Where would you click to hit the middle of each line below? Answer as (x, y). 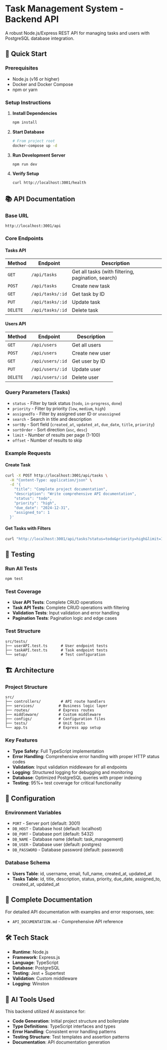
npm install (25, 122)
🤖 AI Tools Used (30, 1000)
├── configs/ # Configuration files (55, 719)
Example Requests (28, 453)
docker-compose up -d (35, 145)
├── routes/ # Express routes (50, 710)
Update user (86, 370)
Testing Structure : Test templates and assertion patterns (71, 1037)
